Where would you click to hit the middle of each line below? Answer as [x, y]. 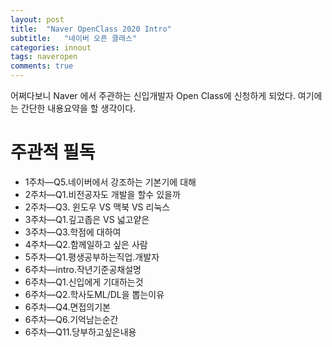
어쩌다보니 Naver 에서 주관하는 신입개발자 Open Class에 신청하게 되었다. [153, 95]
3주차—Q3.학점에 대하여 [73, 232]
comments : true [42, 66]
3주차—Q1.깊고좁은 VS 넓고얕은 [87, 219]
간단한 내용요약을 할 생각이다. [78, 108]
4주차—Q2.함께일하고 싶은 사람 [86, 244]
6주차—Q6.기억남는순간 [71, 319]
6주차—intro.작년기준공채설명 [83, 269]
